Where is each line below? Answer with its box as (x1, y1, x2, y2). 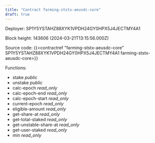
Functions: (5, 65, 27, 71)
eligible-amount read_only (12, 106, 66, 112)
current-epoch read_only (12, 100, 64, 106)
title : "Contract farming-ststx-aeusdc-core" (5, 7, 101, 12)
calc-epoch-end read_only (12, 90, 68, 96)
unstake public (12, 80, 43, 86)
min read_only (12, 132, 42, 138)
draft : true (5, 12, 30, 17)
